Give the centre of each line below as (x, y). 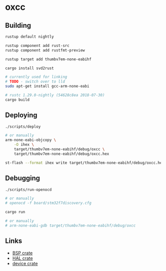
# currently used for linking (36, 77)
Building (18, 25)
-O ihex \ (24, 145)
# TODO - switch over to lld (35, 82)
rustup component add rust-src (37, 45)
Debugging (23, 178)
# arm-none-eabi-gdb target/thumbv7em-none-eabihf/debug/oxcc (70, 226)
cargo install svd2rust (30, 68)
